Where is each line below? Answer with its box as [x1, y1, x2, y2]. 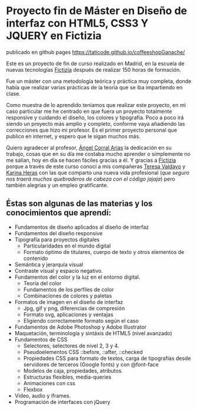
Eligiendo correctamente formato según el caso [23, 317, 139, 324]
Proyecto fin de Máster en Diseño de [6, 4, 187, 18]
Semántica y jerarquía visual [14, 260, 84, 268]
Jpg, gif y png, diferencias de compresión [23, 305, 125, 312]
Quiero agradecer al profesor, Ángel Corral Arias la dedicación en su [6, 144, 172, 151]
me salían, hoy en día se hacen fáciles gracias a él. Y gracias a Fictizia [6, 156, 176, 163]
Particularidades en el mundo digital [23, 242, 111, 249]
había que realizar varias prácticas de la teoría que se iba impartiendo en [6, 83, 183, 91]
